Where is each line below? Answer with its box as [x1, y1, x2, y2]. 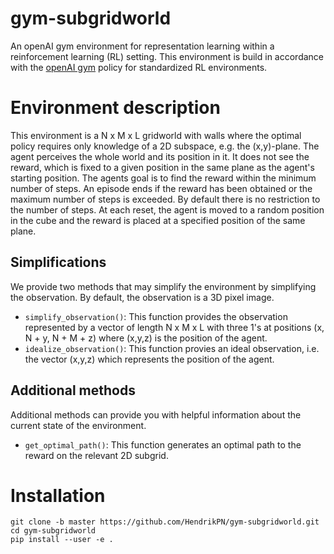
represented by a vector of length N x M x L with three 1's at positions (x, [24, 321, 325, 333]
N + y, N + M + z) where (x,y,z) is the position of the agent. [24, 332, 268, 344]
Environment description [10, 97, 221, 119]
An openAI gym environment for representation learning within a [10, 40, 275, 52]
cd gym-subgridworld [10, 526, 97, 536]
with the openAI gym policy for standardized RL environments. [10, 61, 268, 73]
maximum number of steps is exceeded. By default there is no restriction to [10, 193, 321, 205]
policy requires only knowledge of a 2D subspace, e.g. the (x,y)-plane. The [10, 140, 320, 152]
